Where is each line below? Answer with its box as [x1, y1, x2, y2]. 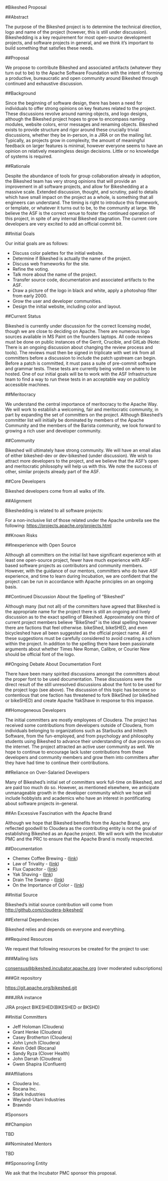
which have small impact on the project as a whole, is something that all [5, 194, 154, 200]
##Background [5, 90, 36, 96]
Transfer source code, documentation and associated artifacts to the [12, 277, 155, 283]
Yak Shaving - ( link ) [12, 872, 54, 877]
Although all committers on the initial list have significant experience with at [5, 552, 161, 558]
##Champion [5, 1121, 32, 1127]
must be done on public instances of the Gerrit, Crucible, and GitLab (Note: [5, 339, 160, 345]
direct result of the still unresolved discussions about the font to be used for [5, 682, 162, 687]
